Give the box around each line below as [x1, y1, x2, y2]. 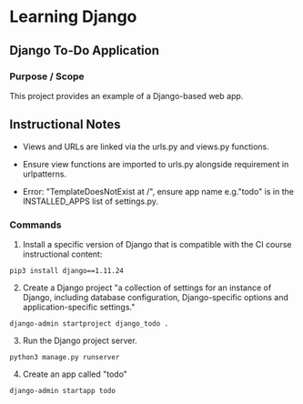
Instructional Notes [9, 116, 121, 133]
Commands [9, 218, 62, 231]
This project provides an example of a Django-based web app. [9, 90, 244, 101]
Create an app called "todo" [22, 369, 127, 379]
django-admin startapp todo [9, 386, 116, 395]
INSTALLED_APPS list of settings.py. [22, 196, 159, 207]
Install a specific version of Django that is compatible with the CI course [22, 238, 292, 249]
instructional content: [22, 248, 103, 259]
